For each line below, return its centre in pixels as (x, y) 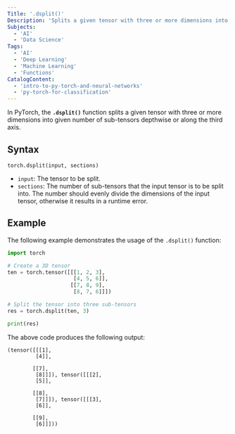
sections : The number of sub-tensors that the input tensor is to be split (120, 186)
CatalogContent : (31, 79)
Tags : (15, 46)
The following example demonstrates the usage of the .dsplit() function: (114, 240)
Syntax (23, 149)
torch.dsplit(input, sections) (53, 165)
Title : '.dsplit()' (36, 14)
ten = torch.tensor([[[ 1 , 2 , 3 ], (56, 272)
